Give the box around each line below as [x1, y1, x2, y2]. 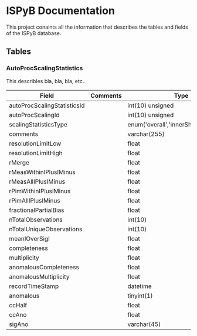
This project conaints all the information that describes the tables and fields [6, 23, 189, 30]
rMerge [9, 158, 29, 166]
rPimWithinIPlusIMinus [9, 187, 71, 195]
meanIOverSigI [9, 234, 50, 242]
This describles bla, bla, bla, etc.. [6, 77, 86, 84]
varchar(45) [127, 320, 161, 328]
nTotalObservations [9, 215, 63, 224]
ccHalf [9, 301, 28, 309]
